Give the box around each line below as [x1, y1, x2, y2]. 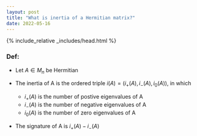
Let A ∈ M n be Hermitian [15, 66, 78, 75]
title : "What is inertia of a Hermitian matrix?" [6, 15, 136, 21]
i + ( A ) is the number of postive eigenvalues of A [24, 93, 143, 102]
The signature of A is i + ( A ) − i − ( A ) [15, 122, 100, 131]
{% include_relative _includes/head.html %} [6, 37, 117, 45]
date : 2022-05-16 [6, 20, 51, 26]
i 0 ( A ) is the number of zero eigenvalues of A [24, 108, 136, 118]
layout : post [6, 9, 40, 15]
